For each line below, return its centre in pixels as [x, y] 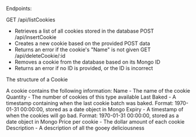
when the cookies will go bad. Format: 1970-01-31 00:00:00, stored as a [93, 115]
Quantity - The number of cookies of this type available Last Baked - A [91, 97]
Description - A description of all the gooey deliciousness [75, 128]
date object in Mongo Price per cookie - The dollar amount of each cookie [95, 122]
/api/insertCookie [35, 37]
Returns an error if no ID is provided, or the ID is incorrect [84, 68]
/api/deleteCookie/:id [40, 56]
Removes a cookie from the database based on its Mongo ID [87, 62]
